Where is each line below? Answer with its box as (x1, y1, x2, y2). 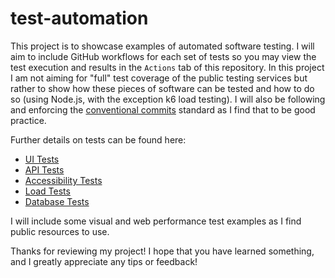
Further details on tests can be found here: (10, 133, 187, 146)
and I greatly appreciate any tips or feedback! (10, 255, 198, 267)
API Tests (24, 163, 65, 176)
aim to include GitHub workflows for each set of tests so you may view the (10, 50, 317, 62)
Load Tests (24, 185, 71, 197)
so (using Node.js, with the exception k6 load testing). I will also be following (10, 93, 326, 105)
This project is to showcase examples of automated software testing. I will (10, 40, 315, 52)
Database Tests (24, 195, 90, 207)
